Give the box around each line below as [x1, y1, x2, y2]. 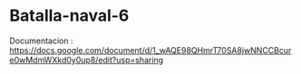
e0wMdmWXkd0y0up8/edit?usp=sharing [9, 54, 164, 65]
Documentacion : [9, 35, 74, 46]
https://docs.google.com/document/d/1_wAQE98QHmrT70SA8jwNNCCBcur [9, 44, 292, 55]
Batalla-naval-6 [9, 5, 130, 26]
